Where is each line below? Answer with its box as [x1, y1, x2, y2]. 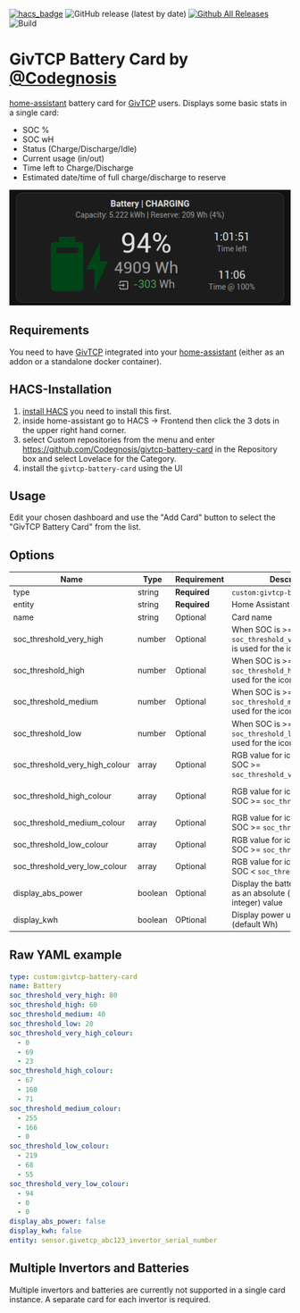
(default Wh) [231, 919, 279, 930]
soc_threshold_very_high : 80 [9, 991, 118, 1000]
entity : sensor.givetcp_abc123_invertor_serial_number [9, 1236, 218, 1245]
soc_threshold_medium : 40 [9, 1010, 105, 1019]
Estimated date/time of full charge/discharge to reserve [21, 171, 226, 182]
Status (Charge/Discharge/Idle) [21, 143, 137, 154]
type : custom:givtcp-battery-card [9, 972, 138, 982]
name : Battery [9, 982, 62, 991]
